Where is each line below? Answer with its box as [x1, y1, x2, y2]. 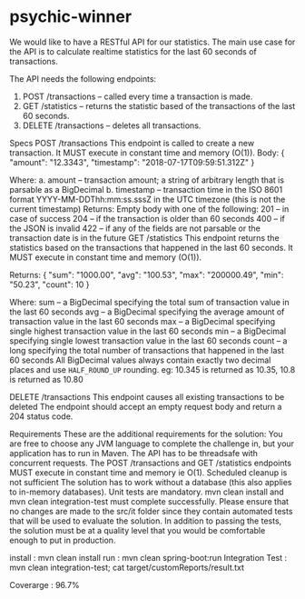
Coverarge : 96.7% [9, 579, 80, 590]
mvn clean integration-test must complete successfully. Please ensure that [9, 495, 289, 506]
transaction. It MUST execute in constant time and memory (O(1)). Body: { [9, 147, 285, 158]
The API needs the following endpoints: [9, 73, 157, 84]
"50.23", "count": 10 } [9, 279, 90, 290]
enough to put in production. [9, 534, 116, 545]
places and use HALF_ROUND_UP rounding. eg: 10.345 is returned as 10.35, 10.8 [9, 364, 296, 374]
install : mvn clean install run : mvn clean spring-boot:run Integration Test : [9, 552, 288, 563]
